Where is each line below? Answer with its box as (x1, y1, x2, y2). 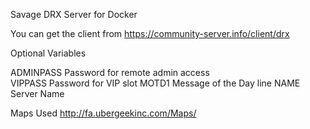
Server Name (10, 88, 65, 99)
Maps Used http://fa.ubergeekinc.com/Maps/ (10, 107, 197, 119)
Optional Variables (10, 47, 87, 59)
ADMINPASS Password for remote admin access (10, 67, 210, 78)
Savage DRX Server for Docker (10, 9, 138, 20)
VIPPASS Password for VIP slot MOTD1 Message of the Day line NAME (10, 77, 301, 89)
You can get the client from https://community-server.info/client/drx (10, 28, 290, 39)
